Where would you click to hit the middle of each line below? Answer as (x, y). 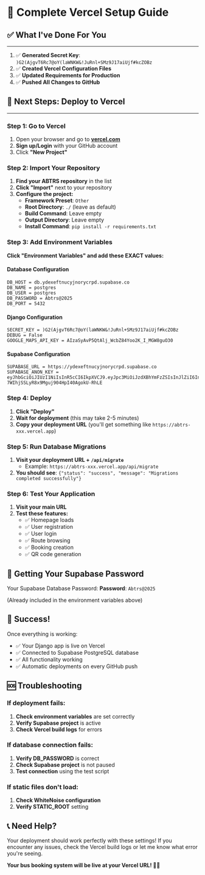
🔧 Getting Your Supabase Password (75, 573)
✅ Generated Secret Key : (48, 55)
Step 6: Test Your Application (51, 493)
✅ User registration (49, 527)
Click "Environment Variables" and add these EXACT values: (85, 256)
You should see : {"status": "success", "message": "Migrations (97, 472)
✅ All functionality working (49, 659)
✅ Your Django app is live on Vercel (60, 646)
